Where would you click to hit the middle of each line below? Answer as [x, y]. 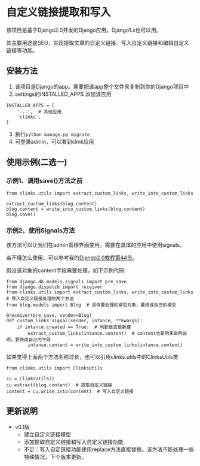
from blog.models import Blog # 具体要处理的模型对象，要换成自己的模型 [91, 305]
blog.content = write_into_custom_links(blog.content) [76, 209]
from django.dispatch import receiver [54, 287]
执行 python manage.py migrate [52, 134]
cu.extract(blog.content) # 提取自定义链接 [59, 385]
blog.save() [21, 214]
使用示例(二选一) [37, 162]
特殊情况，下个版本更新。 [55, 456]
